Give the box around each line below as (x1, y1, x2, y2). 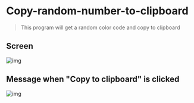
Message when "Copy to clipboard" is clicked (6, 74, 180, 85)
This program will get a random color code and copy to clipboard (20, 24, 180, 31)
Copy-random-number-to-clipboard (6, 4, 189, 18)
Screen (6, 41, 34, 51)
